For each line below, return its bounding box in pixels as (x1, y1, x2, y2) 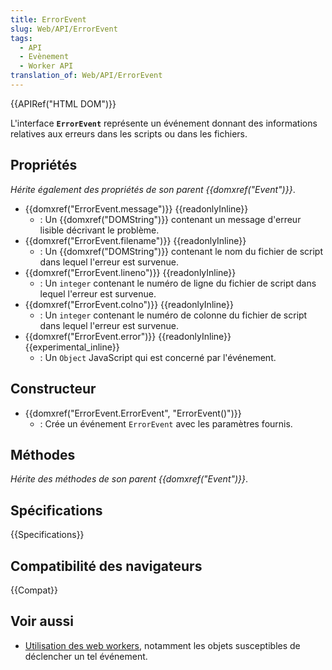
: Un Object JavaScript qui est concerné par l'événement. (39, 351, 277, 363)
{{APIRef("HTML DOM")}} (10, 97, 117, 110)
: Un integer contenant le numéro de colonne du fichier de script (39, 309, 308, 321)
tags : (10, 33, 33, 43)
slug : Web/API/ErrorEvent (10, 24, 118, 34)
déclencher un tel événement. (24, 650, 148, 662)
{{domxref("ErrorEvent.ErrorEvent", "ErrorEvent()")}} (24, 407, 242, 419)
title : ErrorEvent (10, 14, 87, 25)
